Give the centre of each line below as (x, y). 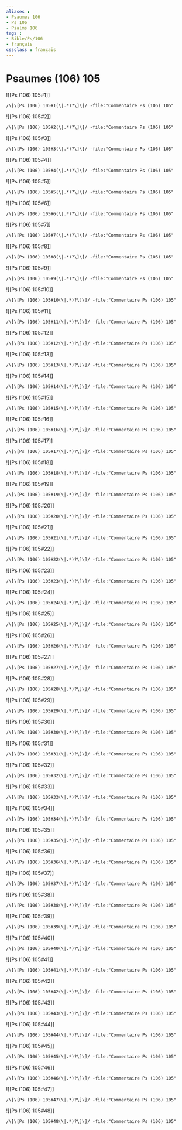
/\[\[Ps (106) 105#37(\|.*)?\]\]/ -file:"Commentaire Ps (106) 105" (91, 884)
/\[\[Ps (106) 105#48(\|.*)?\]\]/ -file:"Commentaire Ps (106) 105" (91, 1121)
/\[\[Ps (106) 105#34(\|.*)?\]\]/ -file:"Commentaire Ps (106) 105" (91, 819)
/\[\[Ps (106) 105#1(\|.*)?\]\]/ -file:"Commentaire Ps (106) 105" (90, 105)
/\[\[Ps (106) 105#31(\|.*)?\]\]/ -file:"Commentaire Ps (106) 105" (91, 754)
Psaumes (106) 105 (53, 78)
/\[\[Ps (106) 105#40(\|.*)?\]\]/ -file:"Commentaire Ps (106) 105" (91, 948)
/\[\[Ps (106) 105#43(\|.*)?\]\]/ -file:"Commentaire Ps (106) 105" (91, 1013)
